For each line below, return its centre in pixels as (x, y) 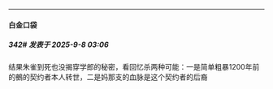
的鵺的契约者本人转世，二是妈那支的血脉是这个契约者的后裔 (108, 77)
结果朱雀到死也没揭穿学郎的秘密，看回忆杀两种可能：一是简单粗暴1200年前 (134, 66)
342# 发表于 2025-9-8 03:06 (59, 44)
